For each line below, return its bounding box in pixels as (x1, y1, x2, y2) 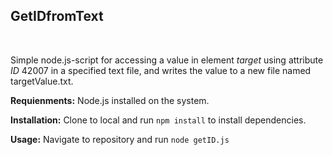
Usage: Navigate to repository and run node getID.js (10, 133, 230, 145)
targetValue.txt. (10, 75, 74, 87)
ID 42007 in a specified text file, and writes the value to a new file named (10, 64, 312, 76)
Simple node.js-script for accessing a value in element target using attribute (10, 54, 324, 66)
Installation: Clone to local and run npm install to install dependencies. (10, 114, 307, 126)
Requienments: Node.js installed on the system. (10, 94, 210, 106)
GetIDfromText (10, 8, 104, 25)
